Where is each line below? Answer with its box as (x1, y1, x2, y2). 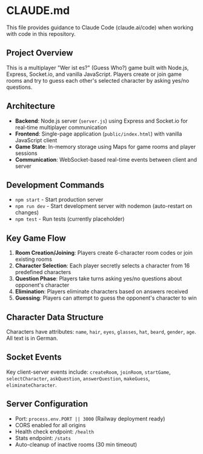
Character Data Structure (6, 312, 104, 322)
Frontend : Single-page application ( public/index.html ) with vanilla (15, 130, 182, 137)
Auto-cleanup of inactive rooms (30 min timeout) (15, 441, 138, 448)
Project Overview (6, 48, 73, 58)
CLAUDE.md (6, 4, 70, 18)
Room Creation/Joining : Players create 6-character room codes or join (15, 249, 193, 256)
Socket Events (6, 352, 62, 362)
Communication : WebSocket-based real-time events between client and (15, 156, 198, 163)
